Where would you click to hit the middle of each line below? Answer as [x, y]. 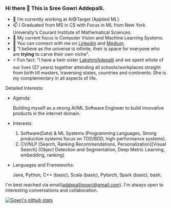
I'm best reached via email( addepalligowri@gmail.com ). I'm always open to [84, 185]
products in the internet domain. [47, 113]
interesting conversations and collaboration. [52, 190]
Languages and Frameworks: [43, 165]
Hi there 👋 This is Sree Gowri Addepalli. [55, 8]
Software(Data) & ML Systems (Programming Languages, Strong [89, 133]
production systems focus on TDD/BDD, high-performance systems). [93, 139]
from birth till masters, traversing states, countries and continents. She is [89, 73]
